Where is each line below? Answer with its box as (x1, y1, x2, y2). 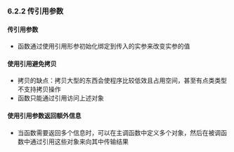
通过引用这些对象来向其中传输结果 (30, 137, 129, 146)
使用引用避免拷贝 (7, 59, 57, 68)
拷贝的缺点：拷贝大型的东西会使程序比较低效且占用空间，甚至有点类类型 (17, 76, 227, 85)
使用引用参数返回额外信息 (7, 111, 82, 120)
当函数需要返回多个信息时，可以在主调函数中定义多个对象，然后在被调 (17, 128, 221, 137)
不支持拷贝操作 (17, 85, 61, 94)
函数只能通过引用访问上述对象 (17, 94, 104, 103)
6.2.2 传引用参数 (7, 6, 64, 15)
